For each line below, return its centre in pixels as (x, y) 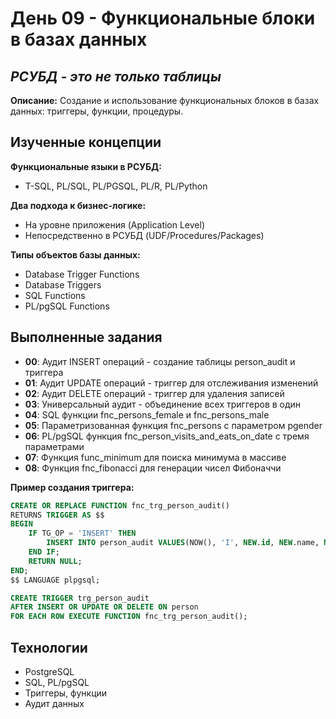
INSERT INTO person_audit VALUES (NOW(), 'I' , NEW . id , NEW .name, (183, 543)
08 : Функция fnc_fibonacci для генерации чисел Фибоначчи (153, 468)
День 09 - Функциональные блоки (163, 18)
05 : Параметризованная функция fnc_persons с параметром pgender (173, 425)
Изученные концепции (86, 142)
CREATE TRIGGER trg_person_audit (80, 598)
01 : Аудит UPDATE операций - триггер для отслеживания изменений (171, 383)
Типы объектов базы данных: (75, 254)
